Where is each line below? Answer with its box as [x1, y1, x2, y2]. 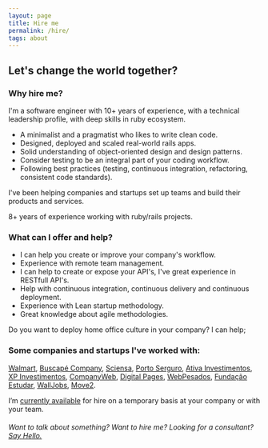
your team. [8, 404, 44, 414]
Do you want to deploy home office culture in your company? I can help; [8, 325, 246, 334]
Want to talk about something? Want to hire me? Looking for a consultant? [8, 422, 254, 432]
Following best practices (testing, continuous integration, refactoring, [19, 163, 248, 173]
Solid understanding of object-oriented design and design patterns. [19, 146, 242, 156]
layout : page [8, 11, 52, 20]
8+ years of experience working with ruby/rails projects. [8, 211, 194, 221]
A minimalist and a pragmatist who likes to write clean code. [19, 130, 218, 139]
